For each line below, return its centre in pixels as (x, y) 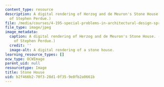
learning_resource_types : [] (35, 54)
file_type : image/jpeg (28, 28)
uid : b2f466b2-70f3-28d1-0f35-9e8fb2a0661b (50, 77)
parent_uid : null (23, 63)
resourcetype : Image (26, 68)
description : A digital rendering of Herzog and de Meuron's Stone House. (83, 14)
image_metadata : (21, 32)
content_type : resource (29, 9)
